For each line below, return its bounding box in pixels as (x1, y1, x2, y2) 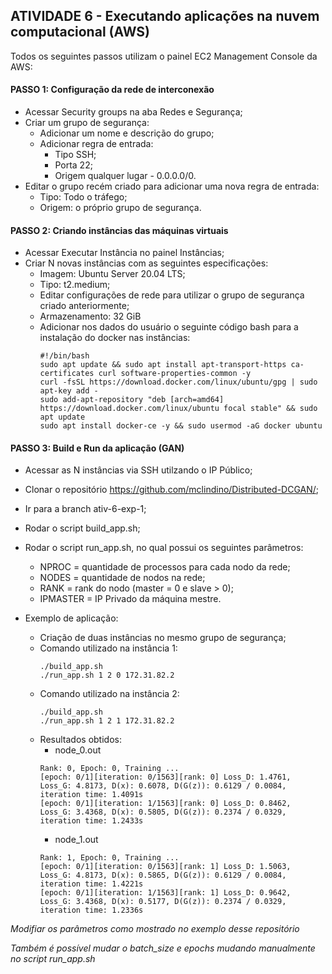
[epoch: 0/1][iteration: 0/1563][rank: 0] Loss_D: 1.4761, (39, 772, 292, 783)
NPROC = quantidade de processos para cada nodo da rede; (39, 561, 291, 573)
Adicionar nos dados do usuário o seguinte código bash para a (39, 321, 299, 333)
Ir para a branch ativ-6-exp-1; (24, 503, 147, 515)
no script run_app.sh (10, 953, 96, 965)
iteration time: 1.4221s (39, 879, 144, 889)
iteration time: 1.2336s (39, 905, 144, 916)
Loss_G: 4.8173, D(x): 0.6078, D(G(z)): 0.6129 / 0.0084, (39, 781, 287, 791)
